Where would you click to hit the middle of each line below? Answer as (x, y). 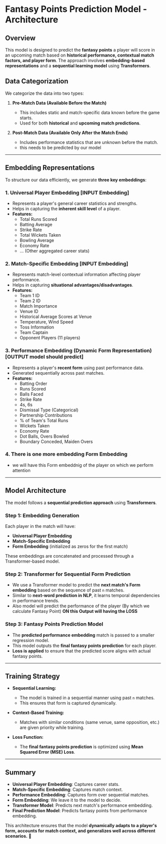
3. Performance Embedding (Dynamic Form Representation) (79, 351)
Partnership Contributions (46, 415)
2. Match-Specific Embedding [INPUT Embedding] (67, 263)
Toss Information (37, 327)
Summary (21, 772)
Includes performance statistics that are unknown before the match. (89, 142)
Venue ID (29, 312)
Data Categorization (37, 81)
